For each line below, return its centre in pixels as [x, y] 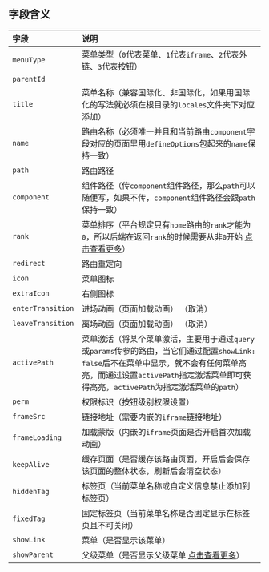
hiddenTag [31, 491]
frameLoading [37, 437]
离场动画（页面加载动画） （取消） [147, 324]
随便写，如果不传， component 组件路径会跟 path [169, 197]
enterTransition [43, 308]
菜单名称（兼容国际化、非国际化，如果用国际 [166, 92]
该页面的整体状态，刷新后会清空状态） [154, 471]
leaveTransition [43, 323]
